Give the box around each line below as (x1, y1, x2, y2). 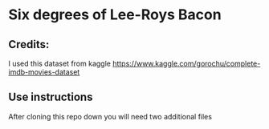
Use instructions (8, 91, 93, 104)
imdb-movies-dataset (8, 67, 80, 77)
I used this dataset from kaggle (8, 58, 111, 68)
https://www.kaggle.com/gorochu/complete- (112, 58, 261, 68)
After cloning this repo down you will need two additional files (8, 111, 213, 121)
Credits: (8, 38, 50, 51)
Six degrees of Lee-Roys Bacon (8, 6, 222, 24)
